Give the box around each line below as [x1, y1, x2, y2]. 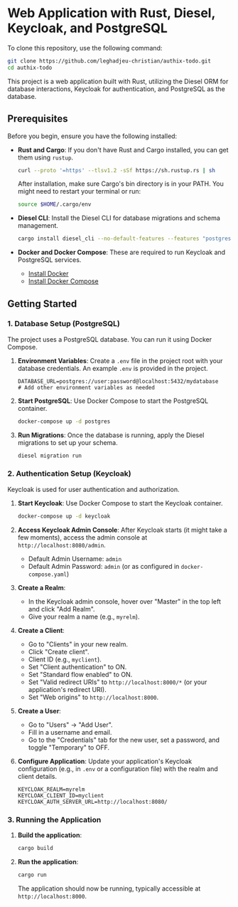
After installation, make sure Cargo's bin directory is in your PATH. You [17, 179, 224, 188]
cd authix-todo [7, 64, 53, 71]
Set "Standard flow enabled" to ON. [28, 670, 133, 678]
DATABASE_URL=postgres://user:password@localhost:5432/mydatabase [17, 377, 219, 385]
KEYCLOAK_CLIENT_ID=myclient [17, 792, 104, 799]
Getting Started [7, 298, 77, 310]
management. [17, 221, 59, 230]
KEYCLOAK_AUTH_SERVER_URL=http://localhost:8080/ [17, 798, 168, 805]
